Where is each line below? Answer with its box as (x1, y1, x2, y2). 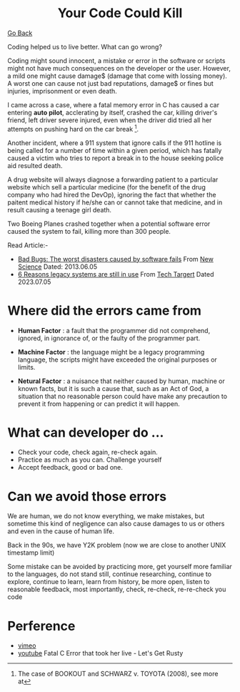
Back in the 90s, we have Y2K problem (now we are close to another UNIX (7, 541, 226, 550)
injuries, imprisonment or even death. (7, 86, 118, 95)
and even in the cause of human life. (7, 527, 114, 535)
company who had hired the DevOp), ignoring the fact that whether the (7, 190, 216, 199)
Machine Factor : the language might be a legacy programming (17, 347, 205, 356)
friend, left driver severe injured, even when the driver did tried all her (7, 116, 212, 124)
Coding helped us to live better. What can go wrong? (7, 42, 163, 51)
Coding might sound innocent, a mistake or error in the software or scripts (7, 56, 226, 65)
